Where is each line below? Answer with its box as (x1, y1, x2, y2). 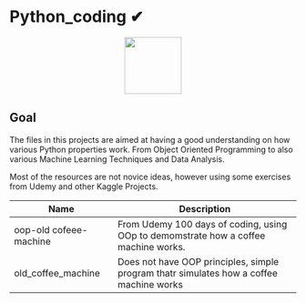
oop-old (14, 223, 50, 236)
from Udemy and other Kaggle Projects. (9, 180, 158, 192)
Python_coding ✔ (9, 6, 144, 27)
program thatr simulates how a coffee (117, 267, 278, 279)
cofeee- (51, 223, 88, 236)
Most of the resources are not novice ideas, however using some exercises (9, 171, 291, 182)
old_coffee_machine (14, 267, 100, 279)
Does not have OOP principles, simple (117, 255, 280, 268)
